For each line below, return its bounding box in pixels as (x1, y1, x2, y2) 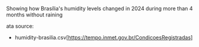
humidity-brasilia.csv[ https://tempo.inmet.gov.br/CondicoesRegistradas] (14, 34, 193, 41)
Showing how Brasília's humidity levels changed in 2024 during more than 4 (6, 5, 193, 12)
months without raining (6, 11, 63, 18)
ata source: (6, 23, 34, 29)
